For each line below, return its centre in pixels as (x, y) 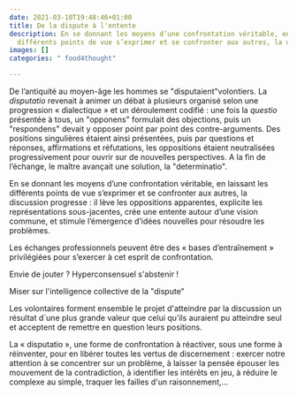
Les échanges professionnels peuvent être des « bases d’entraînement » (141, 247)
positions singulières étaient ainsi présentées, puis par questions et (132, 138)
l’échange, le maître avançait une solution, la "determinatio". (118, 166)
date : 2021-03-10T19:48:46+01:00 (71, 17)
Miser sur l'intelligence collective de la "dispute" (97, 291)
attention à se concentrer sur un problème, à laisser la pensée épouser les (145, 363)
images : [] (29, 50)
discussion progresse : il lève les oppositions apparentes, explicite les (136, 202)
